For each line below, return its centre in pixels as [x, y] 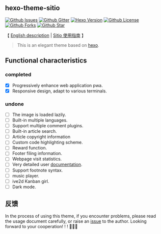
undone [14, 104]
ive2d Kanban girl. [31, 181]
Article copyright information [41, 137]
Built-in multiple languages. [40, 120]
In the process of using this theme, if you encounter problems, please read [80, 216]
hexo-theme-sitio [33, 8]
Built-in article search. [35, 131]
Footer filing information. [37, 153]
